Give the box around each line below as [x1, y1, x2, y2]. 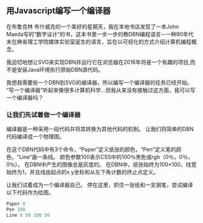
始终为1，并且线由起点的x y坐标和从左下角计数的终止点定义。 [6, 169, 159, 176]
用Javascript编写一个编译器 [6, 5, 111, 16]
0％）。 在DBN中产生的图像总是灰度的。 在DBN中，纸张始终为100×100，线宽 [6, 161, 197, 168]
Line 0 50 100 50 [6, 212, 50, 218]
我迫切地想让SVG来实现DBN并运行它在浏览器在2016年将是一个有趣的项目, [6, 58, 190, 65]
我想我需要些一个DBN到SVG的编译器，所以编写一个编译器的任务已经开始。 [6, 79, 193, 86]
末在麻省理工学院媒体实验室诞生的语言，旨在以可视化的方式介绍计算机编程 [6, 38, 192, 45]
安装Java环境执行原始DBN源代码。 [16, 66, 104, 73]
